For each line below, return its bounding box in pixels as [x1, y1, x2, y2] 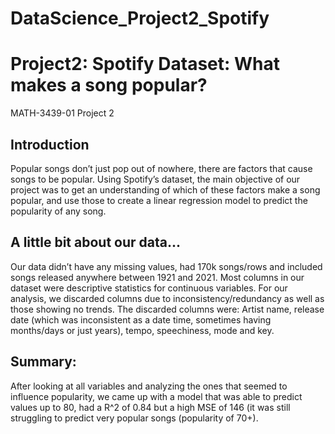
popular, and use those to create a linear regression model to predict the [10, 194, 308, 206]
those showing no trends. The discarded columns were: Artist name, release [10, 303, 325, 315]
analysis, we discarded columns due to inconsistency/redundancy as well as [10, 292, 325, 304]
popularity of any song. [10, 205, 107, 217]
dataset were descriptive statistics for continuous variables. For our [10, 282, 288, 294]
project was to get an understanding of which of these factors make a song [10, 183, 321, 196]
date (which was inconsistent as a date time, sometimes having [10, 313, 272, 326]
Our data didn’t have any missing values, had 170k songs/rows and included [10, 260, 323, 272]
